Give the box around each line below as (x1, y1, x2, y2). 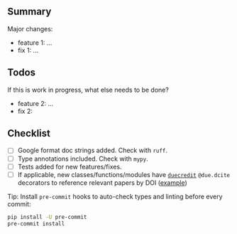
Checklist (7, 127, 51, 139)
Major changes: (7, 24, 53, 33)
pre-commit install (7, 220, 65, 227)
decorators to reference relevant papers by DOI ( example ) (17, 178, 188, 187)
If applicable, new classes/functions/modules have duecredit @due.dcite (17, 170, 231, 179)
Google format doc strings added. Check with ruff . (17, 146, 168, 155)
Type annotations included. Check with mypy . (17, 154, 148, 163)
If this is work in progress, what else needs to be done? (7, 85, 169, 94)
